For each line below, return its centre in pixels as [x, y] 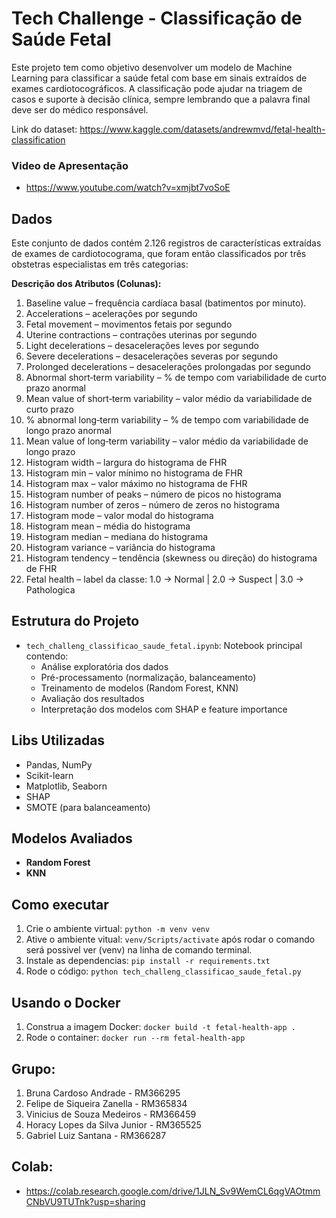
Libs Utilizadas [58, 740]
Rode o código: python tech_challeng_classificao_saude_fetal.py [163, 971]
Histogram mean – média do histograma [108, 526]
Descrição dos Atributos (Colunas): [86, 284]
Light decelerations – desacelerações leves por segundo [142, 346]
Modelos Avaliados [72, 838]
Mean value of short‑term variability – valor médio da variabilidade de [169, 399]
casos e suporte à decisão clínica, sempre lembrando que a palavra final [161, 99]
